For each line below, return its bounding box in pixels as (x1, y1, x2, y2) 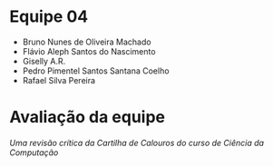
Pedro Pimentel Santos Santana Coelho (22, 65, 170, 76)
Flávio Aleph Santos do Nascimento (22, 45, 156, 56)
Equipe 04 (9, 6, 89, 27)
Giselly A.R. (22, 55, 66, 66)
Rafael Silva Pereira (22, 74, 96, 85)
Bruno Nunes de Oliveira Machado (22, 36, 151, 47)
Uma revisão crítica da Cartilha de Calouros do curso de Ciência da (9, 137, 265, 148)
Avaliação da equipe (9, 107, 166, 128)
